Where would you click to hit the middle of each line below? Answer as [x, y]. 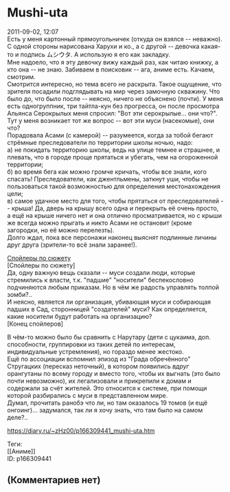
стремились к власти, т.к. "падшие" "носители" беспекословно [100, 280]
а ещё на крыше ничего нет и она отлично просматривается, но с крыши [115, 215]
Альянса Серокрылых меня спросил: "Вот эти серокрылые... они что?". [112, 113]
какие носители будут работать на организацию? [80, 316]
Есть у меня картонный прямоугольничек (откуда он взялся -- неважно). [115, 38]
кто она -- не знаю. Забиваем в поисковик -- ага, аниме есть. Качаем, [111, 69]
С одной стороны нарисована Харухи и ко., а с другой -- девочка [103, 46]
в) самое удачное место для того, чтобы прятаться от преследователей [113, 201]
